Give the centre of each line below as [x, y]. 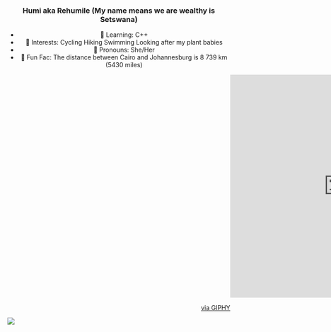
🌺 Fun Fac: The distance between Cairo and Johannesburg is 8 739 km [124, 57]
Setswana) [119, 19]
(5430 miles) [124, 65]
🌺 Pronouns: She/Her [124, 50]
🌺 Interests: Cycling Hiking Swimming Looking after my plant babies [124, 42]
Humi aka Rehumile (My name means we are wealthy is [119, 11]
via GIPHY [215, 308]
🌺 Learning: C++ [124, 35]
